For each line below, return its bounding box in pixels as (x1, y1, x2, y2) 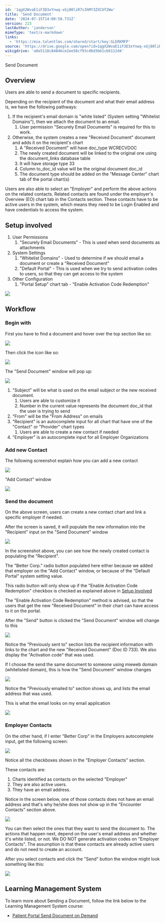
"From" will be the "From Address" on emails (12, 413, 103, 419)
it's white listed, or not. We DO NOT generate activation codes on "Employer (5, 836, 160, 842)
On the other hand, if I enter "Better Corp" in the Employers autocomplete (5, 733, 154, 739)
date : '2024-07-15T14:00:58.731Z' (5, 16, 76, 21)
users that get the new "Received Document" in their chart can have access (5, 603, 159, 609)
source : (5, 44, 21, 49)
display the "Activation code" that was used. (5, 652, 95, 658)
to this (5, 623, 18, 628)
